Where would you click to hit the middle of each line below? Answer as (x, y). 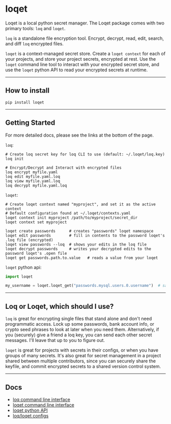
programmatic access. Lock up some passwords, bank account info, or (80, 324)
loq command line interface (41, 399)
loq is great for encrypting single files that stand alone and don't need (79, 319)
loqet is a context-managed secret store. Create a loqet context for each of (85, 54)
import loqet (19, 276)
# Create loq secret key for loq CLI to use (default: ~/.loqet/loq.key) (85, 154)
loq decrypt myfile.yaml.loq (36, 185)
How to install (27, 90)
